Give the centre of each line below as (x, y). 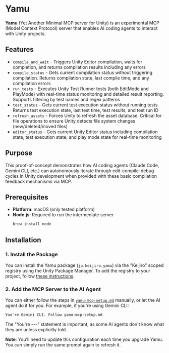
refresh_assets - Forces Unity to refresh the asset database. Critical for (87, 115)
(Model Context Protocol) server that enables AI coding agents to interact (81, 28)
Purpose (19, 153)
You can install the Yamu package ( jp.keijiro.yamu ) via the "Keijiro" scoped (84, 265)
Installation (23, 240)
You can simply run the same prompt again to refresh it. (63, 345)
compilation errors (32, 83)
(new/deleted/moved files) (40, 126)
